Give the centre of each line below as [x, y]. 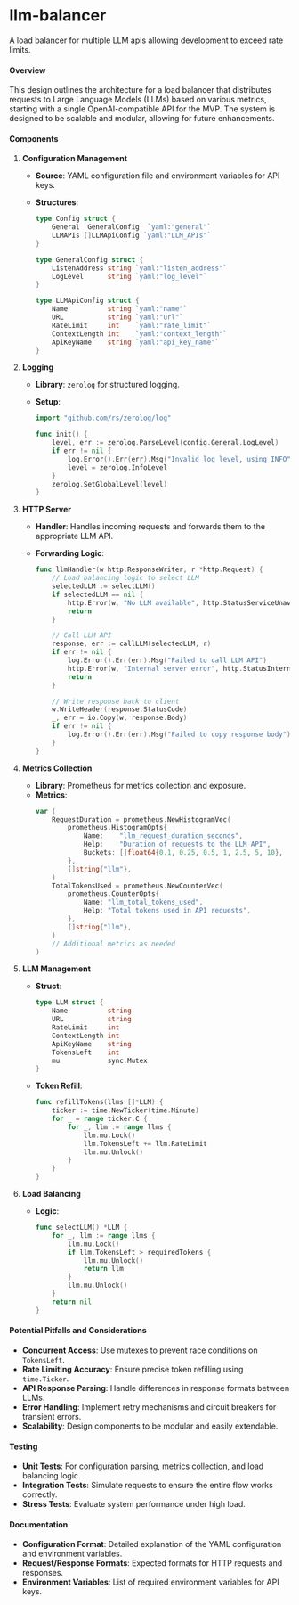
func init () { [61, 434]
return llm [104, 1269]
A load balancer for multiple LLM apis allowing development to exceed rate [146, 40]
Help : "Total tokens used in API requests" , [167, 911]
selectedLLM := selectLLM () [104, 586]
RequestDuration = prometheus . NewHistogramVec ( [141, 819]
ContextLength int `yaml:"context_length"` [140, 334]
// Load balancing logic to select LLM [126, 578]
